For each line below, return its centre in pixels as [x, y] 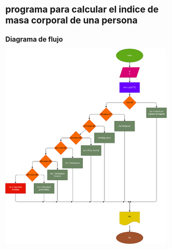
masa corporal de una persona [71, 20]
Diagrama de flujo [34, 39]
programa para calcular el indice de [82, 9]
